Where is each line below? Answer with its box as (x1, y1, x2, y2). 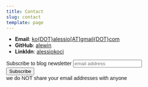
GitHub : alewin (14, 42, 52, 49)
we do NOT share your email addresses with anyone (6, 75, 128, 82)
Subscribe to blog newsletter (6, 60, 72, 67)
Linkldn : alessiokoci (14, 48, 64, 55)
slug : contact (6, 14, 42, 20)
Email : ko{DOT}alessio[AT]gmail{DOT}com (14, 36, 120, 43)
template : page (6, 19, 44, 25)
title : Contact (6, 8, 44, 15)
